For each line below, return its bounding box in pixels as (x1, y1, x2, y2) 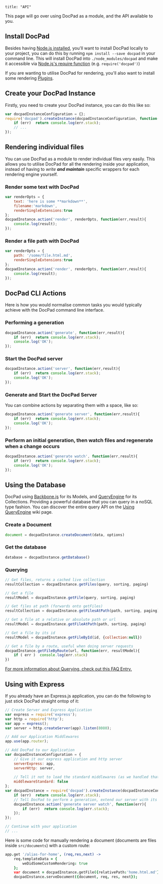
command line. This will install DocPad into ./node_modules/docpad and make (5, 55, 158, 61)
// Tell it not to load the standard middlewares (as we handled (14, 775, 149, 780)
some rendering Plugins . (5, 75, 54, 81)
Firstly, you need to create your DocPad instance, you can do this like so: (5, 102, 151, 108)
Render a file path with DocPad (5, 238, 79, 245)
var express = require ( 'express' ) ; (5, 712, 77, 717)
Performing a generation (5, 319, 64, 326)
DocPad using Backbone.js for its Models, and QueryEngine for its (5, 494, 137, 500)
